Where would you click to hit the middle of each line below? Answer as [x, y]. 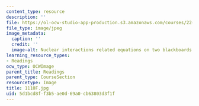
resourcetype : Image [32, 83]
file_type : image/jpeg [34, 28]
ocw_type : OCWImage [30, 66]
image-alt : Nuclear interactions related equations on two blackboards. [103, 50]
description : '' [26, 17]
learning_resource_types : [38, 55]
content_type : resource [36, 11]
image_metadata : [26, 34]
